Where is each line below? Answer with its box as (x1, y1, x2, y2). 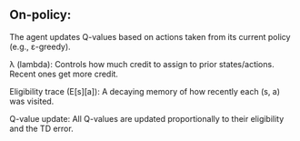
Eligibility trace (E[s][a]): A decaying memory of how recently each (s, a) (9, 86, 280, 96)
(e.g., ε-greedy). (9, 41, 71, 52)
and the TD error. (9, 123, 75, 134)
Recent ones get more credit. (9, 68, 118, 79)
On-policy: (9, 7, 72, 23)
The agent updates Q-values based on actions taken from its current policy (9, 31, 291, 42)
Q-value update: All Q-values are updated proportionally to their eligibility (9, 113, 285, 124)
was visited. (9, 96, 55, 106)
